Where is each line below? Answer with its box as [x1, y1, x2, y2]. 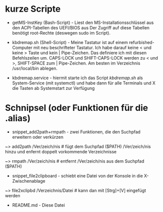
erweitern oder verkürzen [12, 134, 64, 140]
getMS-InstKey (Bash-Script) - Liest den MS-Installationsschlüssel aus [12, 20, 154, 25]
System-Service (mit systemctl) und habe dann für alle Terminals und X [12, 80, 156, 86]
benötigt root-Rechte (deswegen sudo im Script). [12, 30, 111, 36]
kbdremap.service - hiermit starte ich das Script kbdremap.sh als [12, 75, 143, 81]
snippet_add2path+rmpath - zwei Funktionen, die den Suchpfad [12, 128, 141, 135]
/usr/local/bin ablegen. [12, 65, 57, 71]
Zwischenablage [12, 178, 45, 184]
